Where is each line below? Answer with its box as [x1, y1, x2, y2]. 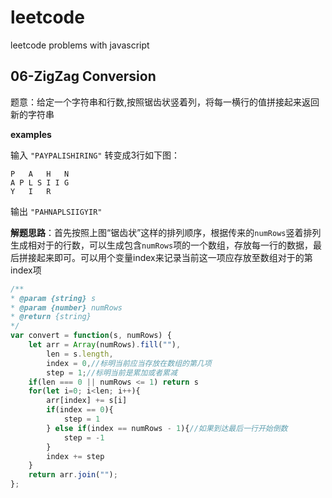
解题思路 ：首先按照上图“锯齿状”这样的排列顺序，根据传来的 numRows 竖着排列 [10, 226, 322, 238]
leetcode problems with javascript [10, 39, 150, 51]
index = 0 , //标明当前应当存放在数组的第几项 [46, 358, 212, 368]
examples [10, 128, 52, 140]
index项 [10, 264, 42, 276]
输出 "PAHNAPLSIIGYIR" [10, 205, 103, 217]
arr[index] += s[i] [46, 396, 128, 406]
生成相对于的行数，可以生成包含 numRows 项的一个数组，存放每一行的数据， [10, 239, 314, 251]
